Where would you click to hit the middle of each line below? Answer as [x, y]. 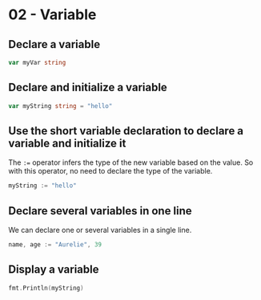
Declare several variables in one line [100, 211]
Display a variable [54, 270]
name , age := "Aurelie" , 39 [55, 245]
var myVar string [37, 62]
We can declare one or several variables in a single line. [100, 230]
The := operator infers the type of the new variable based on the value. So [131, 162]
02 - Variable [52, 15]
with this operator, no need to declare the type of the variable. [110, 171]
